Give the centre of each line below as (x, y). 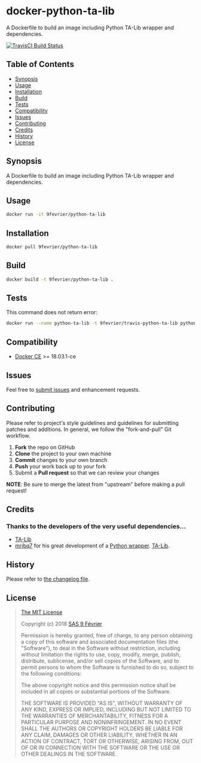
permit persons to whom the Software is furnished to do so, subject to (107, 667)
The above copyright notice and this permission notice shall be (98, 685)
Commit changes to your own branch (61, 460)
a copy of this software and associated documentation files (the (99, 642)
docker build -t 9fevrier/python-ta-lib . (60, 279)
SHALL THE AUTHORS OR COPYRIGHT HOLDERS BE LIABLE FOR (102, 729)
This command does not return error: (52, 312)
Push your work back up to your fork (60, 466)
